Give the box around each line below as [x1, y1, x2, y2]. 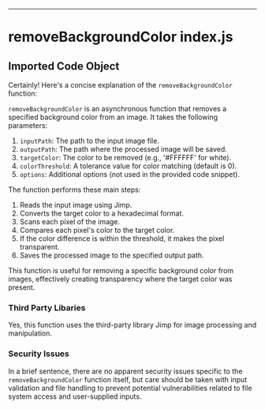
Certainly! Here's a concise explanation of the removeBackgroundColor [8, 81, 233, 89]
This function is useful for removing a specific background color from [8, 266, 234, 275]
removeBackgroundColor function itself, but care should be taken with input [8, 374, 248, 384]
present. [8, 283, 35, 292]
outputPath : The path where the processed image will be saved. [19, 144, 227, 154]
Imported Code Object [8, 59, 120, 73]
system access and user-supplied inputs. [8, 392, 142, 401]
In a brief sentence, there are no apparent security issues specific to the [8, 366, 243, 376]
